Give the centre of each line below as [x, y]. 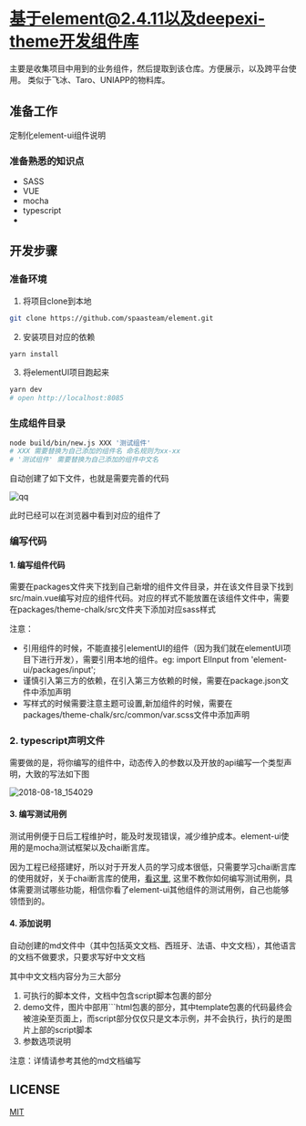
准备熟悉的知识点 [47, 160]
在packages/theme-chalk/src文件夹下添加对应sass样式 [112, 609]
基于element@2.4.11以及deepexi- [138, 19]
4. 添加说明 [31, 924]
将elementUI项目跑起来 [66, 372]
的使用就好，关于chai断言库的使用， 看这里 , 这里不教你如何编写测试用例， [147, 878]
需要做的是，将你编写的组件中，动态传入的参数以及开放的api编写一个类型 [147, 762]
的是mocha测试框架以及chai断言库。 [86, 847]
